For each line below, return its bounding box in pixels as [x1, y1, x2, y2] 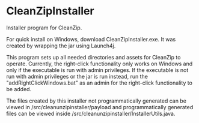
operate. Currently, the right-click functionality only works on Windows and [6, 60, 193, 67]
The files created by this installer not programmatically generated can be [6, 97, 186, 104]
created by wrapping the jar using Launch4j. [6, 42, 116, 49]
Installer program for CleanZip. [6, 24, 82, 31]
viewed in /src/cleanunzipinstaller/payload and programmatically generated [6, 103, 194, 110]
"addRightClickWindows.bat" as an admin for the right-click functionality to [6, 79, 192, 86]
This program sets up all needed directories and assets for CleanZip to [6, 53, 181, 61]
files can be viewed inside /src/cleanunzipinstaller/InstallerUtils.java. [6, 110, 176, 117]
